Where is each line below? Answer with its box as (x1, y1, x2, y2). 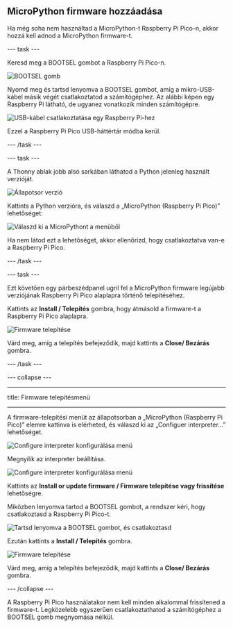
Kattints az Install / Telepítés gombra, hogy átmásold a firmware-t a (7, 304, 202, 313)
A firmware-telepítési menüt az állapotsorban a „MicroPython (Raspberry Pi (7, 413, 223, 421)
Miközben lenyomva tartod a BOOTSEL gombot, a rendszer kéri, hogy (7, 502, 206, 511)
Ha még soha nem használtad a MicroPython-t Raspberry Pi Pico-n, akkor (7, 24, 218, 32)
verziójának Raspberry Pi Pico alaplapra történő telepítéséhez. (7, 291, 185, 299)
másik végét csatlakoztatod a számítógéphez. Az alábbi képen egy (24, 92, 215, 101)
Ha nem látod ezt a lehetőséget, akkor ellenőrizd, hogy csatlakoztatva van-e (7, 235, 225, 244)
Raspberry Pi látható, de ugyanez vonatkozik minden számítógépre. (7, 100, 200, 108)
